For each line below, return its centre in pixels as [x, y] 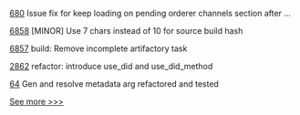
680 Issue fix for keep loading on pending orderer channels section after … [150, 13]
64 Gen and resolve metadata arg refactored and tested [114, 84]
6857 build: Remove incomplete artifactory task [98, 48]
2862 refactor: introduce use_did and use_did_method [111, 66]
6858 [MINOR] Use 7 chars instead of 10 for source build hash [126, 31]
